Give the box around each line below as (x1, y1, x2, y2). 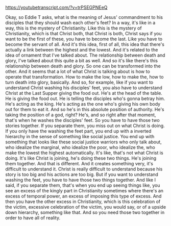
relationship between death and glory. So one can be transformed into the (5, 63, 161, 69)
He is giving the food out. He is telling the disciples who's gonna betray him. (5, 95, 165, 102)
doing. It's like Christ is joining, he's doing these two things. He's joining (5, 155, 157, 161)
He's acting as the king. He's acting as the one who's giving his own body (5, 101, 161, 107)
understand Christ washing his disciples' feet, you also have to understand (5, 85, 162, 91)
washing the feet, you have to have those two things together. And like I (5, 177, 156, 183)
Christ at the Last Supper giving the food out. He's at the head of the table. (5, 90, 162, 96)
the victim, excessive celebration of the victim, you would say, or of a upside (5, 204, 166, 210)
